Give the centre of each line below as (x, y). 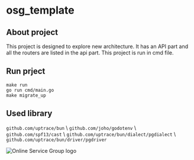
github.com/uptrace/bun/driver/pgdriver (57, 140)
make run (17, 85)
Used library (29, 113)
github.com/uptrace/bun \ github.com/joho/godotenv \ (71, 127)
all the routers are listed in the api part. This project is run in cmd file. (90, 53)
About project (32, 32)
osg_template (41, 10)
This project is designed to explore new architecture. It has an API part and (97, 46)
